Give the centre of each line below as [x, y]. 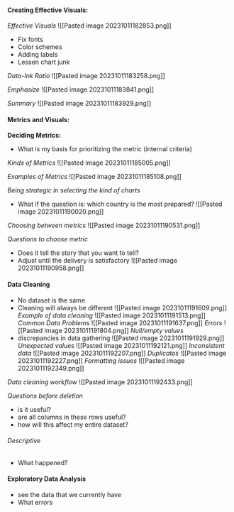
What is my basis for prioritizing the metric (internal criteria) [105, 149]
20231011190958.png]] [51, 268]
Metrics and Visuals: [38, 119]
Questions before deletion [45, 396]
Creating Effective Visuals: [48, 10]
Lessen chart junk [44, 62]
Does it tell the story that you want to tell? [78, 253]
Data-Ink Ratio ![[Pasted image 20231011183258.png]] [86, 76]
